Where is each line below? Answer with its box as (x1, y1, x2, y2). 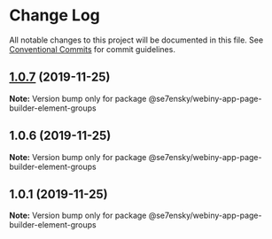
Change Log (9, 5, 100, 26)
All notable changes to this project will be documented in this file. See (9, 35, 264, 45)
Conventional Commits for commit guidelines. (9, 43, 175, 54)
